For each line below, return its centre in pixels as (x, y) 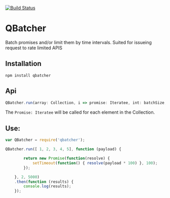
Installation (23, 64)
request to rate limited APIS (34, 48)
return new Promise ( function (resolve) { (67, 158)
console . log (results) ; (47, 186)
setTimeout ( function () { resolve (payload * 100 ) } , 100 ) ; (95, 163)
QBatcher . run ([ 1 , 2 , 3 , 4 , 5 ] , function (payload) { (63, 149)
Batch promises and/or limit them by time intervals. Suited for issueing (79, 42)
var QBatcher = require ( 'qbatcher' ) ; (45, 140)
